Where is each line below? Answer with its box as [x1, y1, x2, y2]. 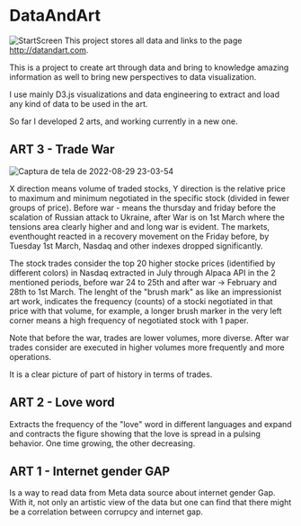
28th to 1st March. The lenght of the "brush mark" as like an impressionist [9, 286, 282, 297]
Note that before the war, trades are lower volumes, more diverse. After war [9, 332, 289, 343]
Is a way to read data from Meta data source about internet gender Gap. [9, 487, 276, 498]
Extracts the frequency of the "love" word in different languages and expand [9, 418, 292, 429]
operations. [9, 351, 52, 362]
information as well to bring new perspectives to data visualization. [9, 71, 257, 82]
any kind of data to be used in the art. [9, 98, 148, 109]
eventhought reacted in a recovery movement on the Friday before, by [9, 231, 270, 241]
